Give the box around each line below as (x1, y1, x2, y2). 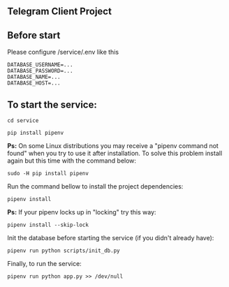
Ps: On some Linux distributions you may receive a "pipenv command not (7, 142, 219, 150)
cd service (7, 117, 39, 124)
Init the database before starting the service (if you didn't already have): (7, 234, 214, 242)
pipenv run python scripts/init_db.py (7, 247, 120, 254)
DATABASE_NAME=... (7, 73, 61, 81)
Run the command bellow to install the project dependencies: (7, 182, 184, 191)
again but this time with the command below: (7, 156, 137, 165)
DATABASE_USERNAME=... (7, 61, 73, 68)
